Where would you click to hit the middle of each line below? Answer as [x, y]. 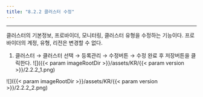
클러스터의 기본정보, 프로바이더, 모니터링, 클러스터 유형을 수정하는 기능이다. [95, 35]
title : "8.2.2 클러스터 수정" [40, 12]
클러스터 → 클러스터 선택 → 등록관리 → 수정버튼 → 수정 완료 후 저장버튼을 [102, 55]
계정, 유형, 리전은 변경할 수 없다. [65, 43]
